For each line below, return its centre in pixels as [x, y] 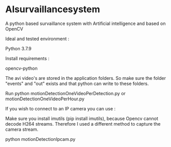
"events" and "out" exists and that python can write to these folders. [77, 83]
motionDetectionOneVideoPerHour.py [45, 99]
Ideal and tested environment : [38, 39]
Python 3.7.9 [18, 48]
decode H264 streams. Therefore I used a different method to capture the [83, 124]
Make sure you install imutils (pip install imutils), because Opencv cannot [82, 119]
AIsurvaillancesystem [53, 9]
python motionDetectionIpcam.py [40, 139]
